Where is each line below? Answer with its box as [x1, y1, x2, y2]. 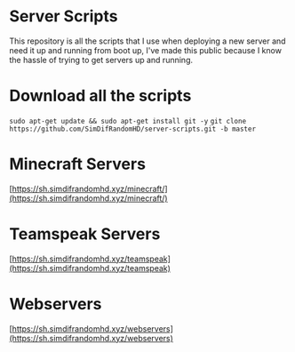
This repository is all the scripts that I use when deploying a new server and [9, 36, 286, 46]
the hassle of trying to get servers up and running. [9, 54, 194, 65]
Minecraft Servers [9, 154, 147, 174]
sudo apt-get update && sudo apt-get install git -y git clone [9, 116, 247, 125]
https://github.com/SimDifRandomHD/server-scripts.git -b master [9, 124, 256, 133]
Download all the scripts [9, 86, 192, 106]
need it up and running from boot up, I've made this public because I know [9, 44, 283, 55]
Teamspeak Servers [9, 224, 161, 244]
